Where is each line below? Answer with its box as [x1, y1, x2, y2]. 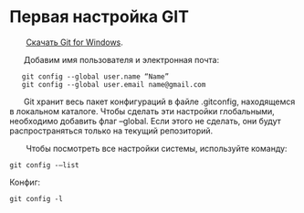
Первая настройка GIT [9, 6, 190, 27]
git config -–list [9, 160, 79, 170]
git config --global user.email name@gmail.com [21, 80, 206, 89]
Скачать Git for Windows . [26, 37, 123, 48]
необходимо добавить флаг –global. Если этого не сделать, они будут [9, 115, 281, 126]
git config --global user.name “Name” [21, 71, 170, 81]
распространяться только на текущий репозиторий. [9, 125, 214, 136]
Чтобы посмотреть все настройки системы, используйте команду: [26, 143, 288, 154]
